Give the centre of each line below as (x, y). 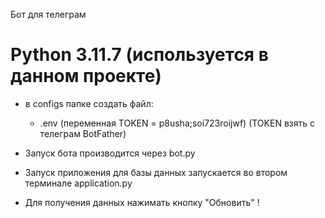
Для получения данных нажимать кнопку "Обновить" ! (142, 202)
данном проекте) (86, 76)
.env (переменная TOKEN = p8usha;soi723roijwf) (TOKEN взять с (177, 123)
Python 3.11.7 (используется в (139, 55)
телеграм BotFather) (83, 133)
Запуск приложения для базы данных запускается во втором (156, 172)
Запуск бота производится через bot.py (110, 153)
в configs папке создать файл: (89, 103)
